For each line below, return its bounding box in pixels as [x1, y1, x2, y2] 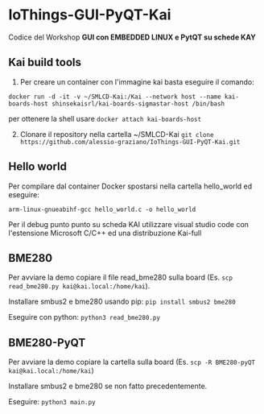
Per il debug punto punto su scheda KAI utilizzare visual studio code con [8, 219, 250, 229]
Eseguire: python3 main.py [8, 397, 96, 407]
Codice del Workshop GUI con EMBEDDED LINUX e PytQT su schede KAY [8, 32, 256, 42]
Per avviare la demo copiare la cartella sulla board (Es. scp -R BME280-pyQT [8, 357, 256, 367]
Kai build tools [8, 56, 82, 69]
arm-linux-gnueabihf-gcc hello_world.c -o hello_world [8, 205, 196, 213]
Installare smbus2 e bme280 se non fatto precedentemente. [8, 381, 208, 391]
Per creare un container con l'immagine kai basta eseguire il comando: [19, 77, 255, 86]
